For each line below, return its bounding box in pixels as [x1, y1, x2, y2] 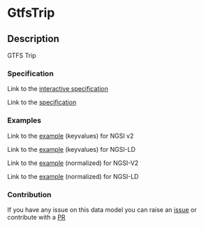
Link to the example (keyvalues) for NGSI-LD [7, 145, 136, 153]
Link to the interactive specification [7, 85, 108, 93]
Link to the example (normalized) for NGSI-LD [7, 172, 139, 180]
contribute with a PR [7, 213, 66, 221]
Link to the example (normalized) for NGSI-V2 [7, 159, 139, 167]
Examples [7, 115, 42, 125]
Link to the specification [7, 98, 77, 106]
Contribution [7, 190, 52, 199]
